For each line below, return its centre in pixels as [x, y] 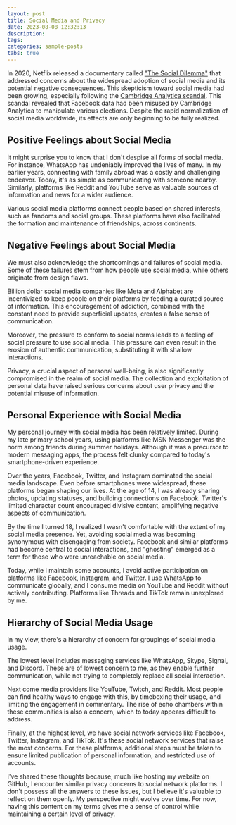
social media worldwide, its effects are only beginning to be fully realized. [114, 118]
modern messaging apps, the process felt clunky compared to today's [109, 454]
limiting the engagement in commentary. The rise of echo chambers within [115, 705]
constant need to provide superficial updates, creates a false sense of [109, 314]
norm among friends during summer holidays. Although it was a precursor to [118, 447]
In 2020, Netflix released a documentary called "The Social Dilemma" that [114, 73]
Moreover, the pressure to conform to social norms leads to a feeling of [110, 335]
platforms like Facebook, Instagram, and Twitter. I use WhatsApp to [104, 578]
